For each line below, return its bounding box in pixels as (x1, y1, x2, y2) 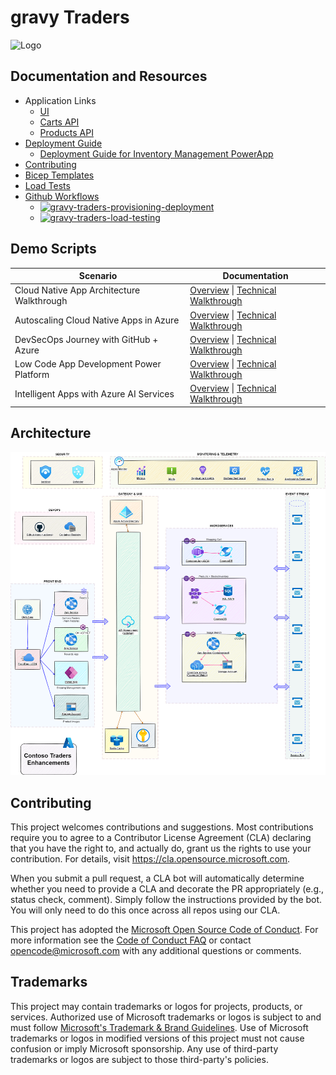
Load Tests (24, 179, 71, 191)
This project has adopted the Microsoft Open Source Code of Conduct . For (10, 924, 319, 936)
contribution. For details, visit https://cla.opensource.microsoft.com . (10, 853, 291, 865)
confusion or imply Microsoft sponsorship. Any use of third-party (10, 1042, 279, 1055)
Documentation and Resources (10, 68, 208, 85)
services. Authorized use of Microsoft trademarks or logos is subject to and (10, 1011, 322, 1023)
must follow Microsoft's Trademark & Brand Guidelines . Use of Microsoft (10, 1021, 309, 1033)
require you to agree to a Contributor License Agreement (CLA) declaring (10, 832, 312, 844)
